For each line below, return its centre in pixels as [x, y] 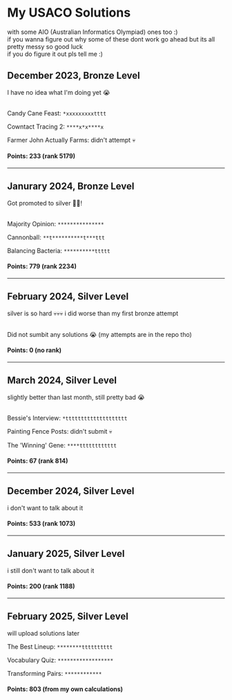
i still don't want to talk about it [51, 570]
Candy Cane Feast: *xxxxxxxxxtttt [57, 113]
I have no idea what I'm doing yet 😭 [59, 92]
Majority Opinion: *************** [56, 223]
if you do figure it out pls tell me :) [55, 54]
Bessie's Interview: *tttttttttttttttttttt [67, 418]
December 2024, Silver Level [71, 491]
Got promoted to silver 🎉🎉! [45, 203]
